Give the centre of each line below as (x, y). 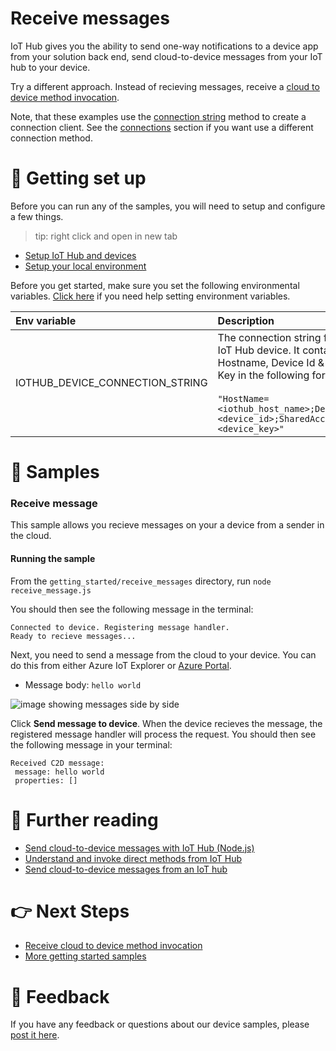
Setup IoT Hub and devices (80, 255)
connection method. (51, 138)
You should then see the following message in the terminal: (132, 609)
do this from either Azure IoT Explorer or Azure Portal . (121, 665)
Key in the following (263, 375)
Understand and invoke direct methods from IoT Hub (133, 858)
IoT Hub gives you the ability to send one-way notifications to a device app (164, 46)
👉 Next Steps (70, 911)
